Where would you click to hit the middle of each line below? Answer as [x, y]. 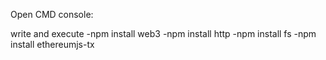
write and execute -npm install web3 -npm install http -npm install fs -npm [163, 33]
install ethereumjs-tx [52, 44]
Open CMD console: [52, 14]
